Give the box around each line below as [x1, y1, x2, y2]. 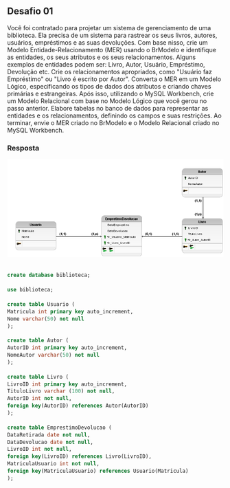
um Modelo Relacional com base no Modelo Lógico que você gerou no [7, 96, 207, 105]
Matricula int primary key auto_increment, [7, 308, 134, 315]
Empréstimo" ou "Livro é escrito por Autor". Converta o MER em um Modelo [7, 75, 222, 83]
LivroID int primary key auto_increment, [7, 381, 128, 388]
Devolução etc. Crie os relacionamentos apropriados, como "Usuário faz [7, 67, 213, 76]
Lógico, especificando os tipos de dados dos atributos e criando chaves [7, 82, 211, 90]
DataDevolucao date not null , [7, 439, 94, 445]
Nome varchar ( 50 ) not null [7, 315, 84, 322]
